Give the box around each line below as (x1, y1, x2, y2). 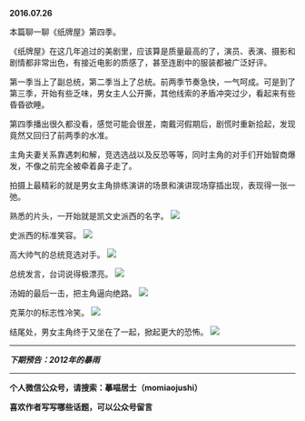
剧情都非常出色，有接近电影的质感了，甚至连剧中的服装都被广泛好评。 (9, 57, 272, 67)
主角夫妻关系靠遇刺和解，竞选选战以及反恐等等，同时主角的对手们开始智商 (9, 149, 288, 160)
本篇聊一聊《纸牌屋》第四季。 (9, 26, 121, 37)
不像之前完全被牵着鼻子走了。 (25, 161, 137, 171)
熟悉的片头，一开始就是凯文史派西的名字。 (9, 211, 169, 221)
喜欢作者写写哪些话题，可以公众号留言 (9, 402, 152, 412)
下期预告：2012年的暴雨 (9, 355, 101, 365)
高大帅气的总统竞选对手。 (9, 249, 105, 260)
